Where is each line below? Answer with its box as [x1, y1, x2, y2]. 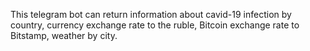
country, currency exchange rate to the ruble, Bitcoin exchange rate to [10, 19, 300, 31]
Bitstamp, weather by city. [10, 30, 118, 41]
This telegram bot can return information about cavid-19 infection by [10, 9, 292, 20]
